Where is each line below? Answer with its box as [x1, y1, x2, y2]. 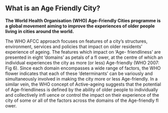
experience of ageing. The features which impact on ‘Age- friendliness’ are [5, 49, 161, 55]
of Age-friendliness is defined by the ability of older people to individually [5, 86, 158, 93]
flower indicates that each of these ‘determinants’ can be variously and [5, 70, 153, 77]
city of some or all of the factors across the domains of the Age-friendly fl [5, 97, 159, 103]
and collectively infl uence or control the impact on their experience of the [5, 92, 159, 98]
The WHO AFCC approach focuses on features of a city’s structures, [5, 38, 148, 44]
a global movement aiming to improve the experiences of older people [5, 23, 155, 29]
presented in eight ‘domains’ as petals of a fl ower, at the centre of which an [5, 54, 163, 60]
